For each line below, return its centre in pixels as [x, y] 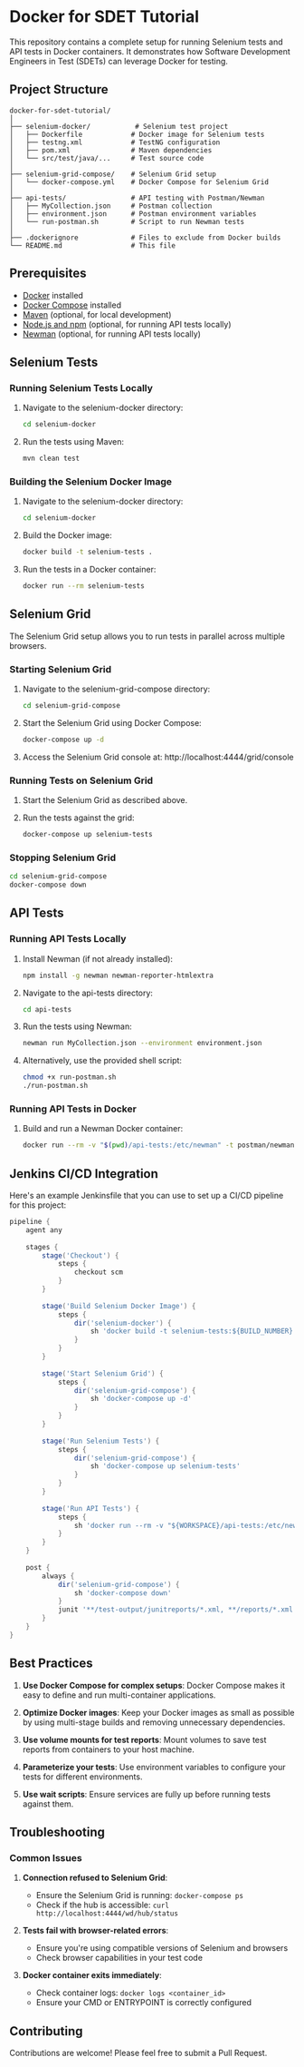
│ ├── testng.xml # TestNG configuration [115, 142]
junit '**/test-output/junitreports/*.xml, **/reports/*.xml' [177, 1610]
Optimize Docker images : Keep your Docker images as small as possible [158, 1712]
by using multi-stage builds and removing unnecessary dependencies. [154, 1722]
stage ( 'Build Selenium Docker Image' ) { [119, 1306]
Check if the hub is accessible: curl [103, 1905]
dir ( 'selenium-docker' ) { [123, 1323]
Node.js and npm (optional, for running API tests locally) [127, 324]
